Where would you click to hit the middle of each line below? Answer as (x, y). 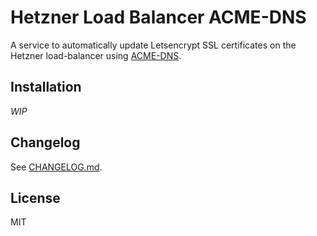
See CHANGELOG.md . (56, 167)
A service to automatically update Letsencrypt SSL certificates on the (153, 45)
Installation (46, 87)
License (35, 197)
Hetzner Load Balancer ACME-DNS (158, 17)
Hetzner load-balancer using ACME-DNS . (96, 55)
